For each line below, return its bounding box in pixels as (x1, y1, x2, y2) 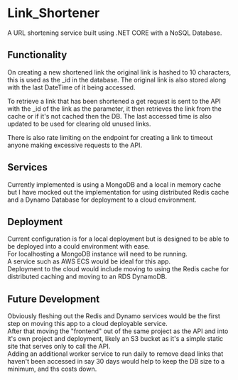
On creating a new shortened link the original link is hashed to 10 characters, (7, 67, 232, 76)
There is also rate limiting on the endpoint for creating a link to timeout (7, 133, 213, 141)
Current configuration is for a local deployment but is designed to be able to (7, 234, 229, 243)
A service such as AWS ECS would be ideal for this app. (7, 257, 171, 266)
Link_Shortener (7, 5, 100, 21)
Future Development (7, 293, 100, 305)
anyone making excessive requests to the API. (7, 141, 142, 149)
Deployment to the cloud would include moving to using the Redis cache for (7, 265, 229, 273)
